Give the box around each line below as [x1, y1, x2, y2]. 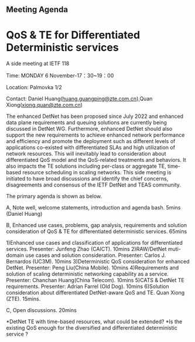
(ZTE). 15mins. [6, 296, 41, 303]
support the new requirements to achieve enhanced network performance [6, 131, 185, 138]
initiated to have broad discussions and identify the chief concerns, [6, 175, 169, 182]
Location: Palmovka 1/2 [6, 84, 63, 91]
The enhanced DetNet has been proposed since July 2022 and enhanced [6, 113, 183, 120]
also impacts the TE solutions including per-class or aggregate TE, [6, 162, 166, 170]
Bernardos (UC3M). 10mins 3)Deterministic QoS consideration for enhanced [6, 258, 190, 265]
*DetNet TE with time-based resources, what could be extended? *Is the [6, 318, 183, 325]
